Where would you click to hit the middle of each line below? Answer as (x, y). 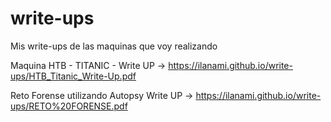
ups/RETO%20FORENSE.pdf (69, 106)
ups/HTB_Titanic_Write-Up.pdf (73, 76)
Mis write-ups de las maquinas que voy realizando (114, 46)
